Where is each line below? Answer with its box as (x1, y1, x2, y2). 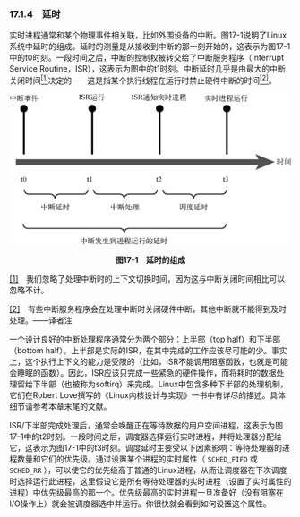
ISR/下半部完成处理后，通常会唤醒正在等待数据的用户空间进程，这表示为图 (9, 420, 284, 431)
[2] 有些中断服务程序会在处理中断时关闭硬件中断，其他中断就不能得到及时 (9, 304, 287, 315)
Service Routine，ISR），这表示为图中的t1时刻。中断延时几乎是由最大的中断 (9, 64, 286, 74)
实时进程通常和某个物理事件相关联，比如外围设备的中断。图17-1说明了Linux (9, 30, 287, 41)
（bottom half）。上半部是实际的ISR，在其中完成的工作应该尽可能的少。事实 (9, 345, 288, 356)
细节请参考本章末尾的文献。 (9, 401, 112, 412)
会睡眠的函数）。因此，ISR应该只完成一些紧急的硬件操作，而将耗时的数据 (9, 368, 277, 378)
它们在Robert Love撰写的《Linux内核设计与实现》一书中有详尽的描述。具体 (9, 390, 287, 401)
